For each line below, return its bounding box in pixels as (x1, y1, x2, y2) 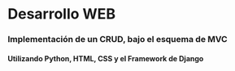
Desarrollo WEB (7, 5, 115, 23)
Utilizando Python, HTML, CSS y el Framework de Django (7, 53, 204, 63)
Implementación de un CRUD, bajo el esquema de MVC (7, 34, 228, 45)
